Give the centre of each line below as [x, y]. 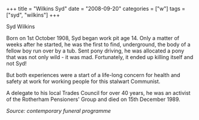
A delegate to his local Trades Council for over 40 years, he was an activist [98, 93]
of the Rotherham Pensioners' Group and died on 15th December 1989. [93, 99]
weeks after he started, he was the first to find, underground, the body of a [98, 44]
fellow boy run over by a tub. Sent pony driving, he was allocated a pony [95, 51]
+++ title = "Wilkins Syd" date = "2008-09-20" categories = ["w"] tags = [96, 9]
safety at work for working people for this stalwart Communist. [83, 81]
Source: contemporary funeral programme [59, 111]
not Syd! [16, 63]
